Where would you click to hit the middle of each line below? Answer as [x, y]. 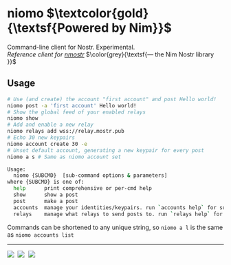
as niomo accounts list [41, 234]
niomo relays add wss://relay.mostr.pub [66, 131]
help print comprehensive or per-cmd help [83, 189]
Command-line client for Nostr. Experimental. [71, 47]
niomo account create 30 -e [47, 144]
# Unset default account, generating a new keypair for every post [106, 150]
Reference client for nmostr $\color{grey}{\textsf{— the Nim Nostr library [111, 54]
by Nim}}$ [141, 28]
